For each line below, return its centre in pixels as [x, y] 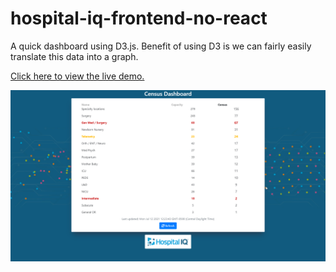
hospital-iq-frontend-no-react [139, 18]
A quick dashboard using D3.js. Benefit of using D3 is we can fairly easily [161, 46]
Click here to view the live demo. [77, 76]
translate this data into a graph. [74, 56]
